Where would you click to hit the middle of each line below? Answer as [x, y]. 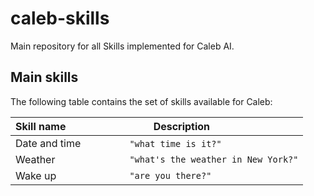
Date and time [48, 143]
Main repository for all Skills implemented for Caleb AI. [122, 46]
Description [182, 126]
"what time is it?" [175, 143]
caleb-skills [60, 18]
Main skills [44, 77]
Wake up [36, 175]
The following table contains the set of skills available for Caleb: [141, 101]
